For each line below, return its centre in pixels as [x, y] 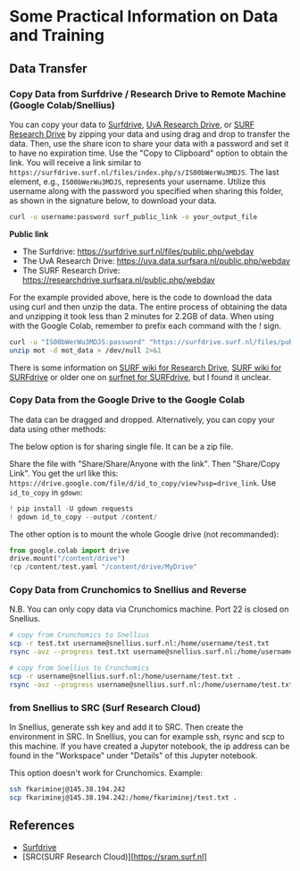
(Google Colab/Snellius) [62, 105]
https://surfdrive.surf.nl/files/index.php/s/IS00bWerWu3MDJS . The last [144, 172]
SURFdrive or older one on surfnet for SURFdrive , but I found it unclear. [140, 376]
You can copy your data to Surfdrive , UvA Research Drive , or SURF [132, 124]
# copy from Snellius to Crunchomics [79, 668]
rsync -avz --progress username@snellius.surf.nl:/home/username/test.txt [151, 685]
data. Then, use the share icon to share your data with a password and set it [149, 143]
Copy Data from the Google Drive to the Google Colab [127, 400]
